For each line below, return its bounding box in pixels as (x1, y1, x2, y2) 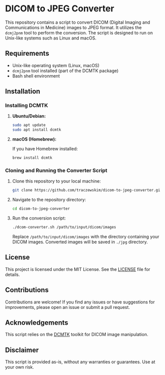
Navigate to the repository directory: (12, 197, 86, 203)
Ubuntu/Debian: (12, 113, 46, 119)
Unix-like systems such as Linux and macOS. (5, 35, 97, 41)
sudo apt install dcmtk (12, 127, 62, 132)
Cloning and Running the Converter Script (5, 167, 107, 174)
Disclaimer (5, 346, 39, 354)
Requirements (5, 49, 49, 58)
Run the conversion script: (12, 215, 66, 221)
